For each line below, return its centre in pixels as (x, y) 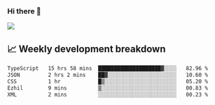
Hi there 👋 (25, 11)
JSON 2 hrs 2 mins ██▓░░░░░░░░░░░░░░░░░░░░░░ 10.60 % (108, 75)
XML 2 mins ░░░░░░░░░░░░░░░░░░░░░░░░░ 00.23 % (108, 94)
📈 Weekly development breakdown (86, 49)
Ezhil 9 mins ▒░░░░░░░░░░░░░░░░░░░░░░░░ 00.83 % (108, 88)
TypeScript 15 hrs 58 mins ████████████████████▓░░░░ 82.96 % (108, 69)
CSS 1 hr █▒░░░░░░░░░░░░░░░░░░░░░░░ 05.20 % (108, 81)
